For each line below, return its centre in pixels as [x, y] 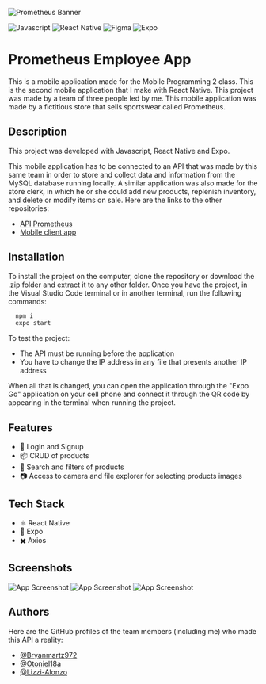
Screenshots [40, 568]
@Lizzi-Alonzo [44, 672]
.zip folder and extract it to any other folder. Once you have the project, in [128, 285]
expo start [33, 323]
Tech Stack [36, 504]
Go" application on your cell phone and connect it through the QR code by [129, 394]
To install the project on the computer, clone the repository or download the [131, 276]
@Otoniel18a [40, 663]
